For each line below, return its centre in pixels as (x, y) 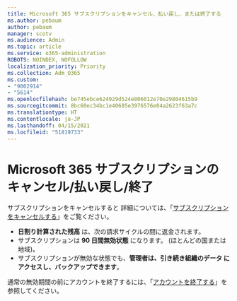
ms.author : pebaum (34, 20)
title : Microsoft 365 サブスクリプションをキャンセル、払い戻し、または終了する (114, 14)
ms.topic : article (34, 47)
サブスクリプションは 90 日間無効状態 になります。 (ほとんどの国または (122, 240)
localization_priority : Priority (57, 66)
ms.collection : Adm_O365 (44, 73)
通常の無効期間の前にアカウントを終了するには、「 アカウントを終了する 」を (117, 282)
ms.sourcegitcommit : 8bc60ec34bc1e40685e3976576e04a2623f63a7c (103, 106)
